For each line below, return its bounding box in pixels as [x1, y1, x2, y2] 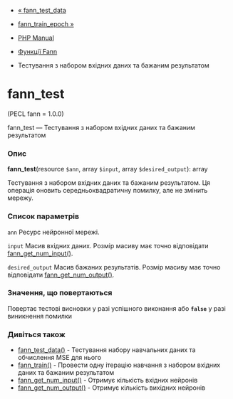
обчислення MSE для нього [17, 353, 102, 362]
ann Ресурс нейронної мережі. [7, 228, 100, 236]
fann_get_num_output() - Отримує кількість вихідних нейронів [17, 383, 205, 392]
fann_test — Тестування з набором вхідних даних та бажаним [7, 123, 196, 132]
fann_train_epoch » [17, 20, 74, 28]
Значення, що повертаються [7, 288, 113, 298]
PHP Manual [17, 33, 55, 42]
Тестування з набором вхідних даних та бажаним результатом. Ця [7, 179, 211, 187]
